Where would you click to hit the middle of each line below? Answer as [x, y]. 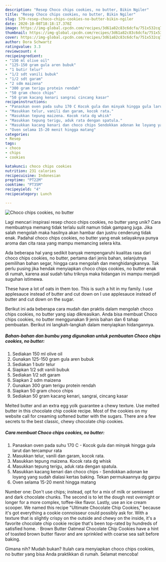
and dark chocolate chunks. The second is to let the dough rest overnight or [83, 497]
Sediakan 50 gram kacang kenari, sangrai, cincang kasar [70, 396]
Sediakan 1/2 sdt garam [36, 375]
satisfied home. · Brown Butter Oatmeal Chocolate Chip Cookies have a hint [82, 528]
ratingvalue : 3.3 [23, 47]
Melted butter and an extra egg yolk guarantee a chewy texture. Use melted [82, 405]
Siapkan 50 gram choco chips [42, 390]
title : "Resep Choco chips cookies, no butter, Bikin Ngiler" [70, 14]
